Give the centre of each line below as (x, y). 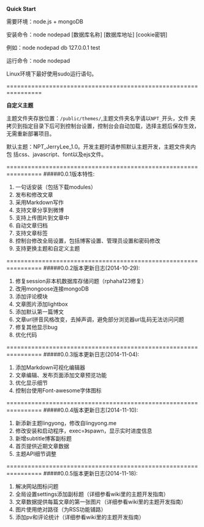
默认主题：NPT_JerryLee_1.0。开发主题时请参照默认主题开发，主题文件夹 (99, 146)
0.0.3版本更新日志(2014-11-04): (100, 354)
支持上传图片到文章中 (42, 218)
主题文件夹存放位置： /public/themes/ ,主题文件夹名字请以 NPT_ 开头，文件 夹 (101, 118)
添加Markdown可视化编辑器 (50, 367)
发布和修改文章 (34, 195)
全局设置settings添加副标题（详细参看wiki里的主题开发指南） (92, 494)
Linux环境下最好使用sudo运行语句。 (52, 74)
